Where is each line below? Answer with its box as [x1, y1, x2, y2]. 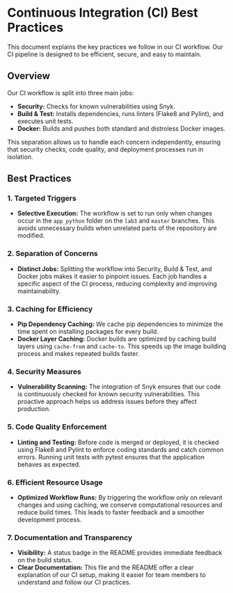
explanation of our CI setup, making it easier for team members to [17, 571, 207, 579]
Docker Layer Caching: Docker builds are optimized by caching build [17, 335, 216, 343]
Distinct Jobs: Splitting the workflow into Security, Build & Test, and [17, 264, 212, 273]
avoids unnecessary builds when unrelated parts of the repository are [17, 224, 218, 232]
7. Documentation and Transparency [7, 533, 133, 542]
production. [17, 405, 51, 413]
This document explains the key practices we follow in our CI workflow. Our [7, 42, 224, 51]
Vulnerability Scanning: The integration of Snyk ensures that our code [17, 382, 221, 391]
